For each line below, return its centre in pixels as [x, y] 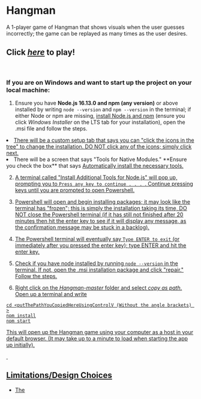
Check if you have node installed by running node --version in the [96, 263]
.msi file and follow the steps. [51, 129]
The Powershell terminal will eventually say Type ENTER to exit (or [97, 239]
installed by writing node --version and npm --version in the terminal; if [103, 109]
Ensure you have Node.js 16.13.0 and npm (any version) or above [96, 103]
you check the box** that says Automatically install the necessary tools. [95, 166]
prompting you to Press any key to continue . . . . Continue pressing [104, 184]
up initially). [20, 345]
